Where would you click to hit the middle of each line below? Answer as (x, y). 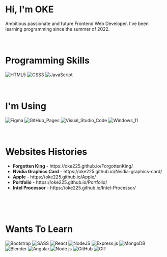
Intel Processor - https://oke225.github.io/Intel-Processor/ (74, 188)
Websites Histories (46, 152)
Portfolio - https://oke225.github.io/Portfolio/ (60, 182)
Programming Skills (48, 61)
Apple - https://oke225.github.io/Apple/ (54, 177)
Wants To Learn (39, 229)
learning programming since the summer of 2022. (58, 29)
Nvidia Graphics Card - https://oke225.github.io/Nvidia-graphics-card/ (87, 171)
